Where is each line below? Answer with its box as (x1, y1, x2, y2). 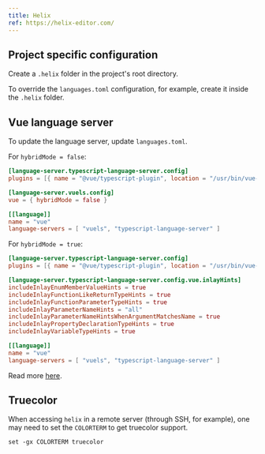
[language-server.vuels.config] (8, 189, 114, 197)
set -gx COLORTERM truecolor (8, 438, 104, 446)
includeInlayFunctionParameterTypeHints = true (8, 298, 168, 306)
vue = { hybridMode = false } (8, 196, 108, 204)
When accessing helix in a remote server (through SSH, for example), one (8, 415, 250, 424)
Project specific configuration (8, 48, 159, 62)
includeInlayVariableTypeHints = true (8, 328, 136, 336)
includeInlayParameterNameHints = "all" (8, 306, 144, 313)
